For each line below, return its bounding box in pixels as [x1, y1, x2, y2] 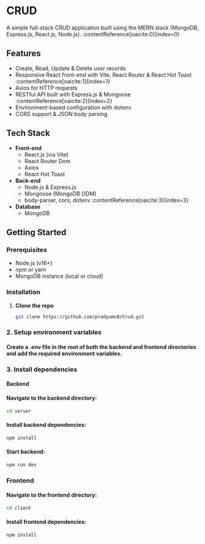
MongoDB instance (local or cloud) [15, 272, 103, 280]
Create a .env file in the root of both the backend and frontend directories [6, 343, 197, 350]
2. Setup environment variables [6, 328, 102, 337]
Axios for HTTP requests [15, 84, 78, 91]
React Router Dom [24, 157, 71, 164]
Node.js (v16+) [15, 259, 53, 267]
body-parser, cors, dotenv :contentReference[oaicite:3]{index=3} [24, 196, 189, 204]
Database [15, 203, 41, 210]
